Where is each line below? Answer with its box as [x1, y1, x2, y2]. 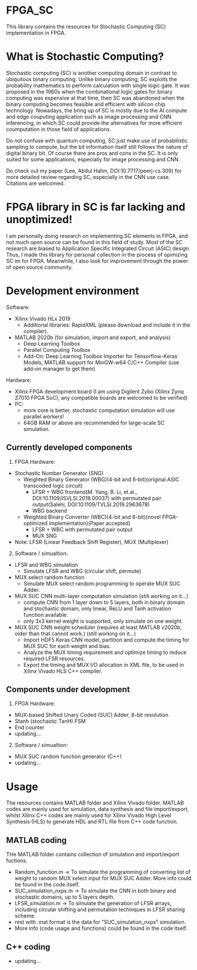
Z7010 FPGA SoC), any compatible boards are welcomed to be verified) [14, 394, 188, 401]
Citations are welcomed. [6, 180, 65, 187]
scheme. [14, 912, 36, 919]
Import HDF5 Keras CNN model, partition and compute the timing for [23, 636, 190, 643]
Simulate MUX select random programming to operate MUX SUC [23, 580, 181, 587]
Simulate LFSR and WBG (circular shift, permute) [23, 567, 142, 574]
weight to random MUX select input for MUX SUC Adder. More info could [14, 875, 192, 882]
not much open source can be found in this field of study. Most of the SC [6, 238, 183, 245]
